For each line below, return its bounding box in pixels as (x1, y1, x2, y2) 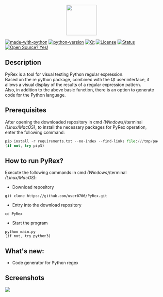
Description (5, 58, 41, 67)
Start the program (12, 220, 48, 226)
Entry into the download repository (12, 202, 81, 208)
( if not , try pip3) (5, 143, 45, 148)
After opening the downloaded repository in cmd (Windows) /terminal (5, 119, 143, 125)
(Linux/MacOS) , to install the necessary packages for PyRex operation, (5, 124, 147, 130)
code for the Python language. (5, 92, 66, 98)
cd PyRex (5, 211, 23, 216)
